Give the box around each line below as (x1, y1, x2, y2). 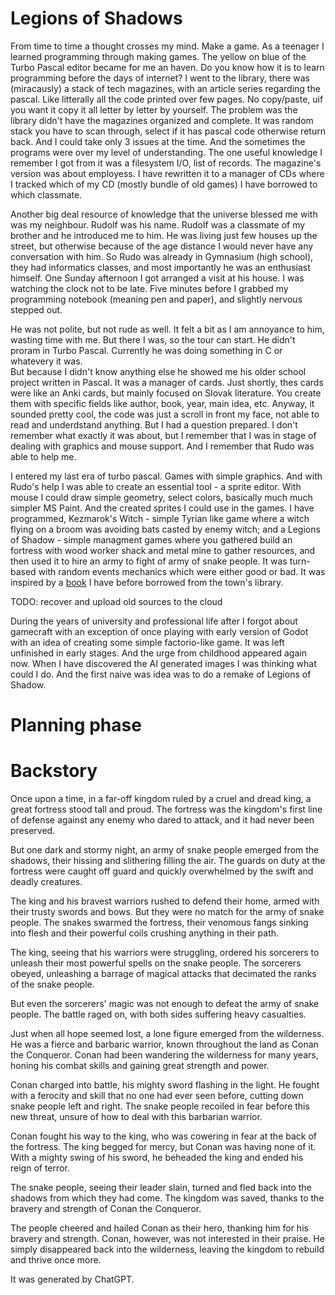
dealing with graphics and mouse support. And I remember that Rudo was (10, 440, 315, 452)
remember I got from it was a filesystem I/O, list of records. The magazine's (10, 157, 322, 169)
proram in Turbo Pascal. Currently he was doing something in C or (10, 344, 283, 356)
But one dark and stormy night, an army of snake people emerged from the (10, 844, 320, 856)
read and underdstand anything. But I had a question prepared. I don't (10, 418, 298, 431)
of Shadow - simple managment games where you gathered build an (10, 533, 293, 546)
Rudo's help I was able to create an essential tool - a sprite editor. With (10, 480, 302, 492)
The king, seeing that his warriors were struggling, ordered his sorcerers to (10, 947, 320, 959)
